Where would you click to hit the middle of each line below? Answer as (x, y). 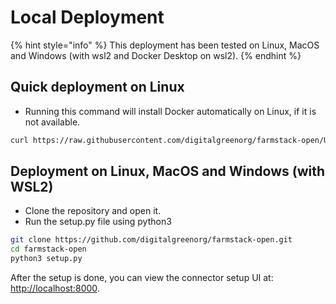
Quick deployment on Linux (97, 87)
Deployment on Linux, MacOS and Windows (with (168, 171)
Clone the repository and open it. (93, 211)
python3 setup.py (46, 259)
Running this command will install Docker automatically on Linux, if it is (170, 111)
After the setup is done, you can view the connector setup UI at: (142, 278)
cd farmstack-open (48, 249)
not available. (52, 122)
